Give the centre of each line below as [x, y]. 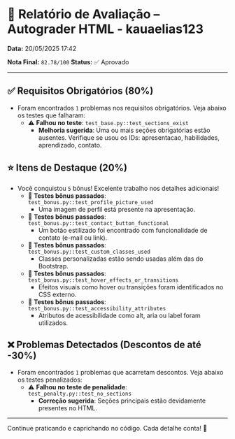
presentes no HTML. [68, 408]
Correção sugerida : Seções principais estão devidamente [122, 401]
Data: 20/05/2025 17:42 [42, 48]
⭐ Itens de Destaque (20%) [67, 168]
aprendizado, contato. [70, 145]
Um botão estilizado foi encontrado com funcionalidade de [123, 230]
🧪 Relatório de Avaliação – [84, 14]
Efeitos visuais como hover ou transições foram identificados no [131, 287]
